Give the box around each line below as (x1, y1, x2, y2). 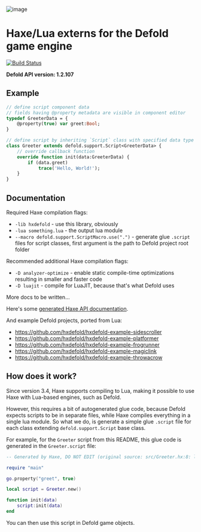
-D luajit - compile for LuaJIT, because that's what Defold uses (14, 282, 175, 289)
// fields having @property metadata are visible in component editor (6, 110, 186, 116)
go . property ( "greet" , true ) (6, 476, 77, 482)
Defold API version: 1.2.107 (6, 71, 74, 78)
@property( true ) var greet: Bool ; (17, 121, 100, 127)
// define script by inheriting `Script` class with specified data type (6, 137, 194, 143)
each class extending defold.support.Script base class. (6, 424, 146, 431)
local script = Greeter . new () (6, 486, 82, 492)
